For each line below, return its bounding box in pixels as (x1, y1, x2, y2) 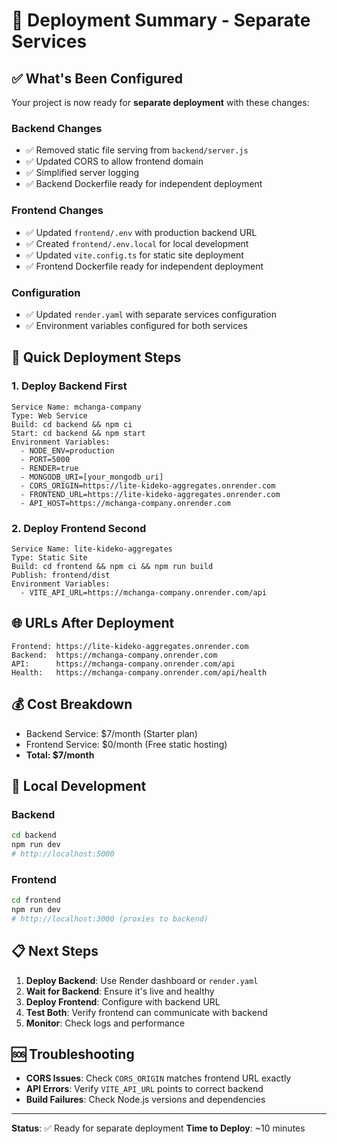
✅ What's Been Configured (11, 70, 183, 87)
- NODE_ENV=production (20, 445, 115, 456)
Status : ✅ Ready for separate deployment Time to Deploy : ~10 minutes (11, 1122, 306, 1134)
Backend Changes (11, 121, 103, 135)
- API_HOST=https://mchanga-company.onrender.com (20, 498, 231, 508)
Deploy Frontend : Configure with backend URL (25, 995, 221, 1008)
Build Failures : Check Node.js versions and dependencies (25, 1094, 266, 1106)
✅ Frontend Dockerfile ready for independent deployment (25, 260, 264, 272)
